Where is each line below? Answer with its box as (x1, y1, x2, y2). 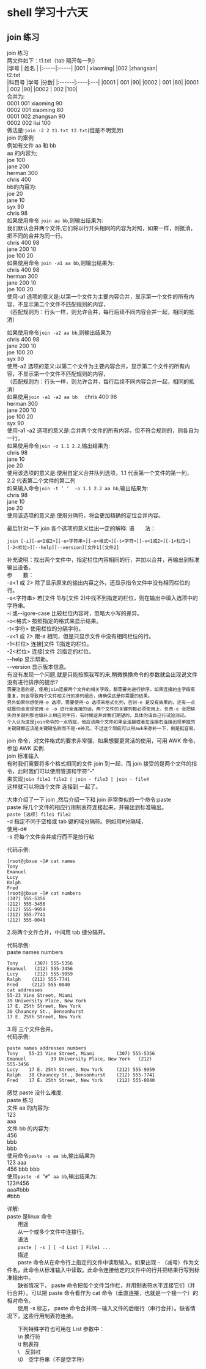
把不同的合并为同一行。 (7, 232, 66, 239)
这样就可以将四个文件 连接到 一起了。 (7, 783, 101, 790)
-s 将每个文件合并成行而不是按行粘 (7, 833, 94, 840)
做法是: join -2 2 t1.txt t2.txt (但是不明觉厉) (7, 127, 124, 133)
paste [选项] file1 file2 (7, 811, 71, 818)
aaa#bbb (7, 1186, 30, 1193)
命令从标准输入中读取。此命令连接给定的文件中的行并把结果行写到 (28, 1266, 194, 1274)
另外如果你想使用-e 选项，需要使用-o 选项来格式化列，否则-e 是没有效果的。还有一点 (7, 699, 196, 706)
